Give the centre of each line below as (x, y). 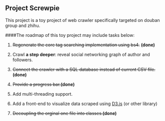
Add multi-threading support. (42, 94)
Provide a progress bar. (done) (43, 84)
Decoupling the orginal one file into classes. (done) (64, 113)
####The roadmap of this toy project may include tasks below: (70, 35)
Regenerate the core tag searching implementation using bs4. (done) (83, 45)
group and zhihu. (23, 25)
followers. (22, 60)
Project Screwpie (32, 8)
